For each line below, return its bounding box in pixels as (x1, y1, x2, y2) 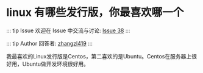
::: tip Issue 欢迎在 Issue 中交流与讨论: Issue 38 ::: (6, 27, 130, 34)
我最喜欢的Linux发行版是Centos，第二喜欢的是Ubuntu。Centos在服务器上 (6, 52, 192, 60)
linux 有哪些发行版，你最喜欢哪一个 (6, 5, 184, 19)
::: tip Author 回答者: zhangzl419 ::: (6, 40, 93, 47)
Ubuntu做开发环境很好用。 (22, 60, 90, 68)
